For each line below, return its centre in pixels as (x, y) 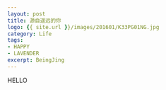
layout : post (26, 14)
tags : (15, 40)
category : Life (30, 34)
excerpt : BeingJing (36, 60)
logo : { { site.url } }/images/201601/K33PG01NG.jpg (83, 27)
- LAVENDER (23, 54)
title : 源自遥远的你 (34, 21)
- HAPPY (19, 47)
